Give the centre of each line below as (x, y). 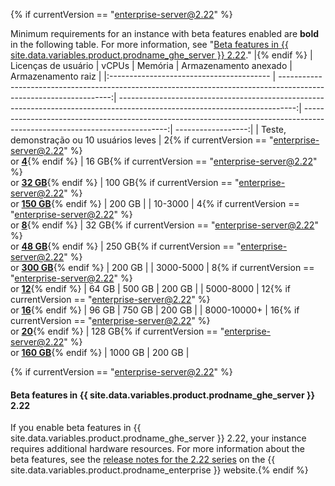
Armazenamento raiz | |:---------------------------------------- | (143, 76)
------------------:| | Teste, (230, 129)
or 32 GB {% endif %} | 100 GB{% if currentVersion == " (125, 182)
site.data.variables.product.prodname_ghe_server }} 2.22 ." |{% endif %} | (161, 55)
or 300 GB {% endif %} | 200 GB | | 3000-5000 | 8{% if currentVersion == (162, 267)
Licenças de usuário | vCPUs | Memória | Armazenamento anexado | (151, 65)
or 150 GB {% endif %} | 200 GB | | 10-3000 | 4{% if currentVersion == (155, 203)
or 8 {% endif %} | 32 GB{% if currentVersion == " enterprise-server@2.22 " (164, 225)
